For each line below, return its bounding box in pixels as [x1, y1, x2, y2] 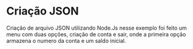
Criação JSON [6, 4, 79, 18]
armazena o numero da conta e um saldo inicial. [6, 37, 126, 44]
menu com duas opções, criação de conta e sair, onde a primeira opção [6, 30, 186, 38]
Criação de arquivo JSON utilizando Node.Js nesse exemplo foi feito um [6, 24, 187, 31]
